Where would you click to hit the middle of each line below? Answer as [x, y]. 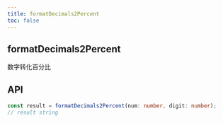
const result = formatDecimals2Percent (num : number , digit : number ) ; [112, 106]
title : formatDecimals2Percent [53, 14]
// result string [33, 112]
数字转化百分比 [29, 67]
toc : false [23, 20]
